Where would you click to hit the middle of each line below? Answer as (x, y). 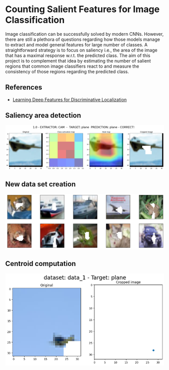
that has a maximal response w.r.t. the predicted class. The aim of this (78, 55)
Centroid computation (41, 264)
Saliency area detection (43, 115)
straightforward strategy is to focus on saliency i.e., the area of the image (81, 50)
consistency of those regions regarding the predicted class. (67, 71)
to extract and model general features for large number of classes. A (76, 44)
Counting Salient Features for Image (82, 9)
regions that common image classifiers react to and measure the (72, 66)
